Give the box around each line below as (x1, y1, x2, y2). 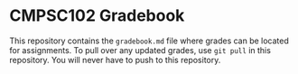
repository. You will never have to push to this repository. (9, 54, 221, 65)
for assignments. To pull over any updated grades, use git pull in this (9, 44, 271, 55)
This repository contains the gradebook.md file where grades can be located (9, 35, 289, 46)
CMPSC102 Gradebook (9, 5, 185, 26)
